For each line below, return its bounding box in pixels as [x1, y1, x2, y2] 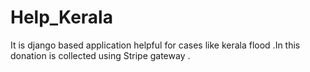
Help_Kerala [10, 6, 113, 29]
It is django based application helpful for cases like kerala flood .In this [10, 39, 301, 51]
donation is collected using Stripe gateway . [10, 49, 191, 61]
